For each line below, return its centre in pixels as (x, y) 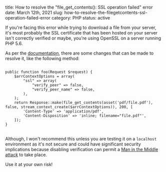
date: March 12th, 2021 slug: (34, 12)
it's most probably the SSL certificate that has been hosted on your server (81, 33)
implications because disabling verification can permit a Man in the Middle (82, 149)
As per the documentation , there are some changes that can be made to (79, 53)
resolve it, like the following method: (42, 58)
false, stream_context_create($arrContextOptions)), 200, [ (69, 107)
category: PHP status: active (81, 18)
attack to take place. (26, 155)
